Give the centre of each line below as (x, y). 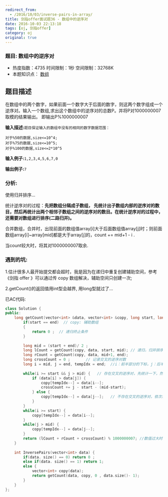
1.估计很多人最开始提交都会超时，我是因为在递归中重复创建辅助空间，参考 (81, 271)
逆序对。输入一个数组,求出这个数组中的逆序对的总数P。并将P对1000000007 (83, 110)
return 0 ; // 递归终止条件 (60, 332)
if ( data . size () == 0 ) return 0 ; (59, 457)
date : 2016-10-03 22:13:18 (33, 24)
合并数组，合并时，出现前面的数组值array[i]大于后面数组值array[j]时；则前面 (84, 229)
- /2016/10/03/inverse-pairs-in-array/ (51, 14)
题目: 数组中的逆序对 (30, 56)
